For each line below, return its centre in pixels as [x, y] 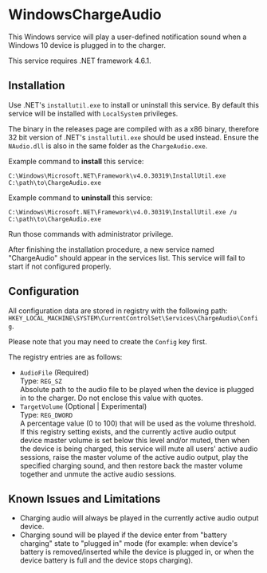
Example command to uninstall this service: [80, 198]
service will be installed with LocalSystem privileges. [93, 113]
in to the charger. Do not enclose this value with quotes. [111, 398]
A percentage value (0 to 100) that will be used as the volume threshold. [138, 423]
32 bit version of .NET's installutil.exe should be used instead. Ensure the [133, 137]
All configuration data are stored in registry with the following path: [118, 310]
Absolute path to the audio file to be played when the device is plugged [137, 389]
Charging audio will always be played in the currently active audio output [139, 518]
